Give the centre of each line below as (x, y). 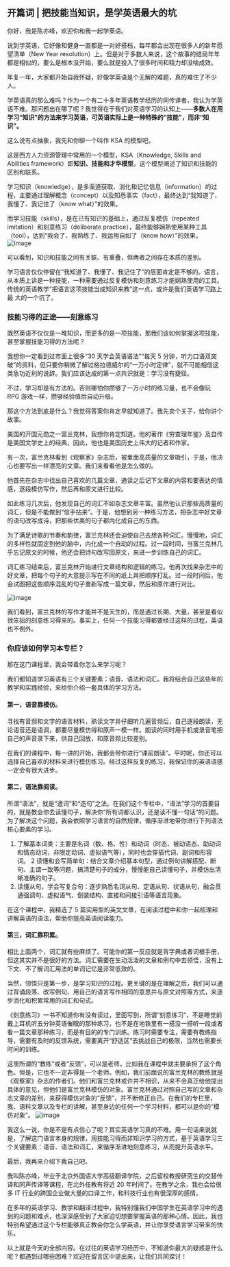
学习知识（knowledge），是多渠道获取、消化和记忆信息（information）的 (109, 186)
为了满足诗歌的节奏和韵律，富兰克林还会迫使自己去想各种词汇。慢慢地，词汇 (115, 535)
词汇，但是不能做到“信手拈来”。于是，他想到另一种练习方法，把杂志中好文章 (115, 512)
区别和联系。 (25, 172)
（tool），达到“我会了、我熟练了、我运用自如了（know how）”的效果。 (104, 235)
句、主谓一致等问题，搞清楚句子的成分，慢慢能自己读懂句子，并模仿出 (116, 869)
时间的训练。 (25, 1049)
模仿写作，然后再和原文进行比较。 (79, 489)
